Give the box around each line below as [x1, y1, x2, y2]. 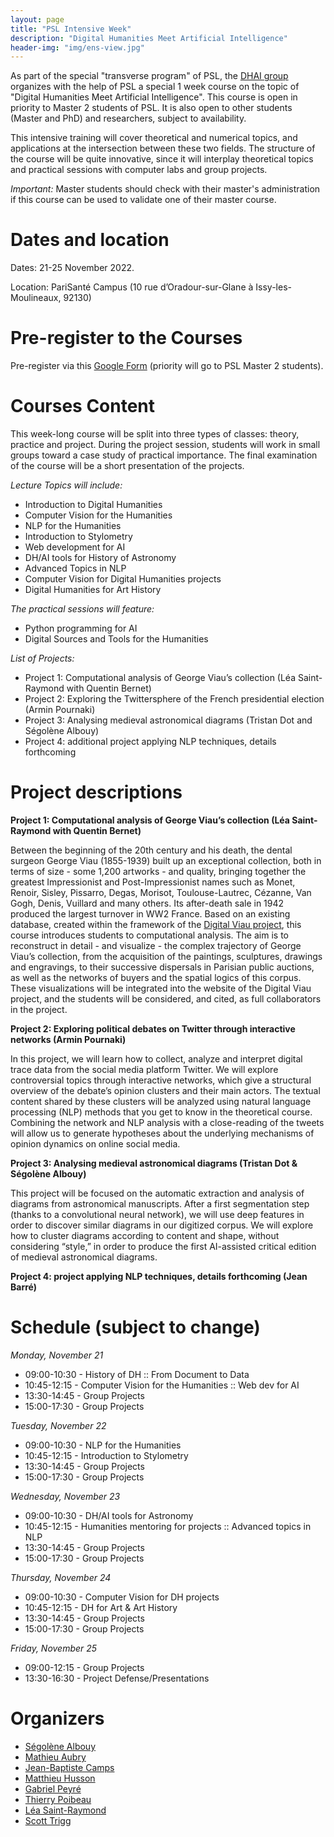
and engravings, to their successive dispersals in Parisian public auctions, [10, 961, 315, 973]
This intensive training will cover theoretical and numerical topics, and [10, 132, 298, 144]
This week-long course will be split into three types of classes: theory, [10, 428, 300, 440]
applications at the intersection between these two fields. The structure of [10, 142, 316, 155]
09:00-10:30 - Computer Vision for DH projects [24, 1591, 220, 1603]
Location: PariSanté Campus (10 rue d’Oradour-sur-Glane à [10, 281, 254, 293]
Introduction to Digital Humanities [24, 499, 163, 511]
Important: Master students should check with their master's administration [10, 183, 321, 195]
